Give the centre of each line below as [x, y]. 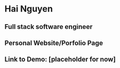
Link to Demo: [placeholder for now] [60, 60]
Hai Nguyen [29, 9]
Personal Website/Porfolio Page [54, 43]
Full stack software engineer [49, 27]
